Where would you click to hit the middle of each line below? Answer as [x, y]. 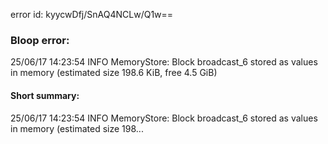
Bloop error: [40, 40]
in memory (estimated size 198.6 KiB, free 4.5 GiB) [114, 73]
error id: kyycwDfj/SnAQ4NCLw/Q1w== [92, 14]
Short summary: [45, 95]
